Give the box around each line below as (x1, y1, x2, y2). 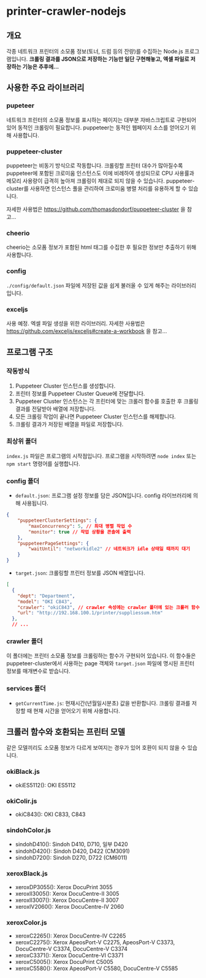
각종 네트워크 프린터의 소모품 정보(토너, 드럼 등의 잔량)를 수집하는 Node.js (6, 48, 183, 55)
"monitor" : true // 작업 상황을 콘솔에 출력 (28, 529, 131, 535)
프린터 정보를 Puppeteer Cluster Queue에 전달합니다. (15, 389, 145, 397)
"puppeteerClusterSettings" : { (17, 518, 97, 524)
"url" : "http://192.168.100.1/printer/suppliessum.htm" (17, 610, 164, 616)
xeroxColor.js (6, 918, 47, 926)
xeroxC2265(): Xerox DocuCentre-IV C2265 (15, 932, 126, 939)
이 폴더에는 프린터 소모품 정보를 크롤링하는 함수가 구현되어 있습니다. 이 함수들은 (6, 652, 196, 660)
